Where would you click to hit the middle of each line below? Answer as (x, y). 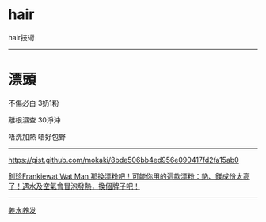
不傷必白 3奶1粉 (34, 103)
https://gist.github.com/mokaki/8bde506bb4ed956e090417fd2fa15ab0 (123, 160)
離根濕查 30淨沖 (34, 119)
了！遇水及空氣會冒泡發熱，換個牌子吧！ (74, 186)
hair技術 (21, 37)
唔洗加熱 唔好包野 (37, 137)
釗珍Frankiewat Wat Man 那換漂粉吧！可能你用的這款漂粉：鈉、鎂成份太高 (129, 176)
